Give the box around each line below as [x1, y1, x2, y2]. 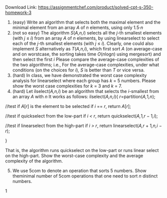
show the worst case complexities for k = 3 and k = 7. [12, 83, 122, 89]
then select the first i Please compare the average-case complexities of [12, 56, 160, 62]
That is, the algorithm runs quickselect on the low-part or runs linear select [5, 147, 159, 153]
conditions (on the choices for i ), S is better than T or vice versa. [12, 67, 145, 73]
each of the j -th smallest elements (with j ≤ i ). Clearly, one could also [12, 40, 154, 46]
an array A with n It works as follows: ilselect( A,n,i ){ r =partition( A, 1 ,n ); [12, 93, 156, 99]
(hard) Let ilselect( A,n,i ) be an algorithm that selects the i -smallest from [12, 88, 160, 94]
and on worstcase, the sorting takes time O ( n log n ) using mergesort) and [12, 51, 161, 57]
